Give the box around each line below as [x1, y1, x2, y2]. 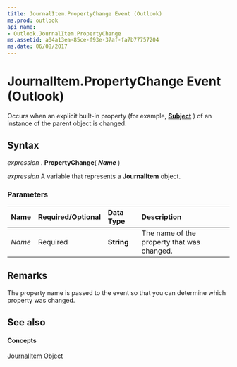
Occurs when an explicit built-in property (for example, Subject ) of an [7, 111, 212, 120]
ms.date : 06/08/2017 [7, 43, 68, 50]
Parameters [7, 189, 48, 199]
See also [7, 316, 46, 328]
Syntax [7, 139, 39, 151]
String [107, 237, 129, 247]
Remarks [7, 270, 48, 282]
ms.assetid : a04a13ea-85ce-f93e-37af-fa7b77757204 [7, 37, 159, 44]
